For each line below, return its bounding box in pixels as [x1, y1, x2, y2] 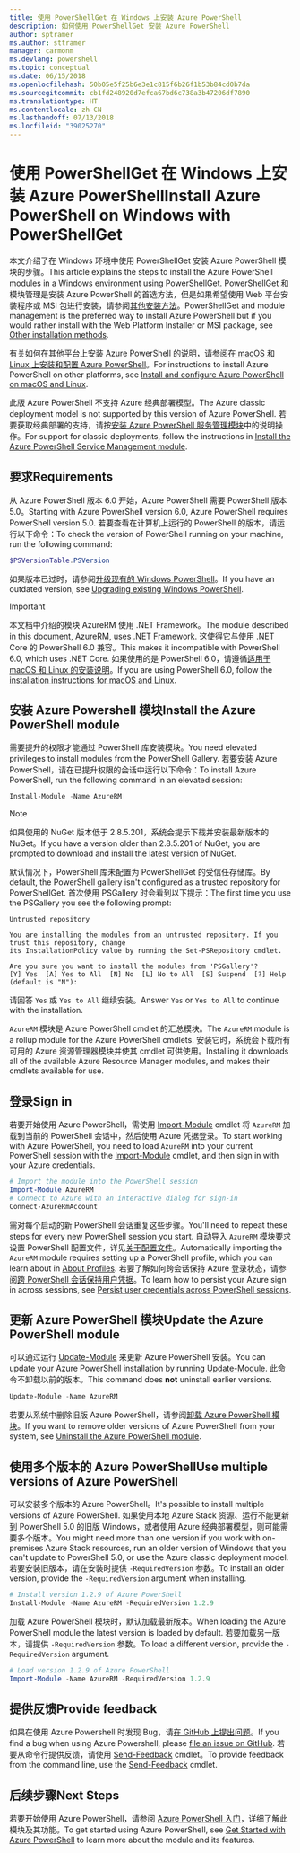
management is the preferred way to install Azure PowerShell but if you [9, 310, 272, 321]
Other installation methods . [9, 329, 109, 340]
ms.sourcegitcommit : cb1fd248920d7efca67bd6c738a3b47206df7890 [9, 88, 251, 97]
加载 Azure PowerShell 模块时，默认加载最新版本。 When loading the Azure [9, 1616, 287, 1627]
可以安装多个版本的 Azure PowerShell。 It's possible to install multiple [9, 1499, 265, 1510]
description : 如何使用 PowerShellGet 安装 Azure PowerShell [9, 22, 230, 31]
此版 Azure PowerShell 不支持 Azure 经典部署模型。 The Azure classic [9, 397, 266, 408]
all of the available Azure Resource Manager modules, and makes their [9, 1056, 270, 1067]
